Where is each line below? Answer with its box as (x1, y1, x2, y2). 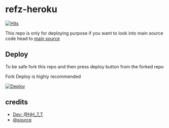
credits (5, 98, 28, 107)
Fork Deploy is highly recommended (5, 73, 81, 79)
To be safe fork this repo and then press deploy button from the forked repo (5, 63, 164, 69)
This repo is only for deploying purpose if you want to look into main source (5, 30, 163, 36)
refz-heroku (5, 4, 57, 15)
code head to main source (5, 35, 60, 41)
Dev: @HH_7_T (12, 111, 43, 117)
